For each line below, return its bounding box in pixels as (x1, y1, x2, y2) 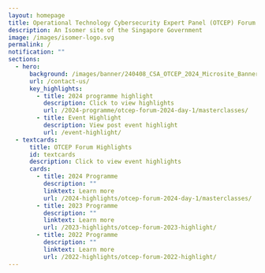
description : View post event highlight (43, 121, 178, 129)
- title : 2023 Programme (36, 201, 118, 209)
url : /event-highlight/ (43, 128, 122, 136)
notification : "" (8, 48, 65, 56)
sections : (8, 56, 41, 64)
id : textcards (28, 150, 77, 158)
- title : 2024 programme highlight (36, 92, 154, 100)
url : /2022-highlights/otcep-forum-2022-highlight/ (43, 253, 217, 260)
